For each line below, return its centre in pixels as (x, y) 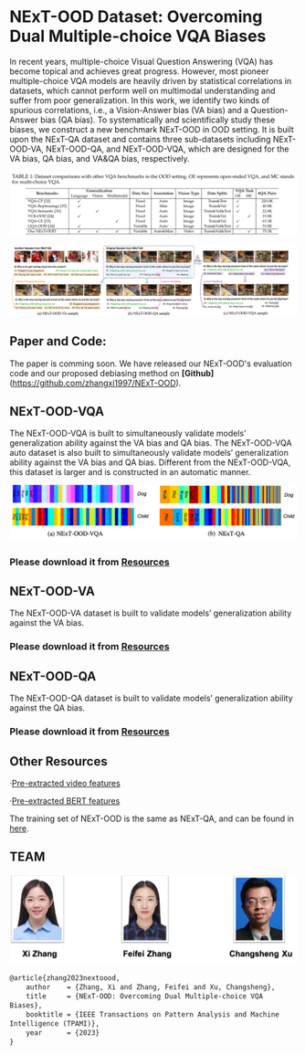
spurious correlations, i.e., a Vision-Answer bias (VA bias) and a (129, 110)
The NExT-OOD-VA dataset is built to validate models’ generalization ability (151, 613)
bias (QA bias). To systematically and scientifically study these (158, 120)
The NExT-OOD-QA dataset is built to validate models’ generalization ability (151, 698)
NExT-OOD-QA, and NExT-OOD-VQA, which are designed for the (167, 149)
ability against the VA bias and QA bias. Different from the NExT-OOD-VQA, (150, 462)
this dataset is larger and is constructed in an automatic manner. (130, 472)
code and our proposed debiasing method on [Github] (112, 373)
